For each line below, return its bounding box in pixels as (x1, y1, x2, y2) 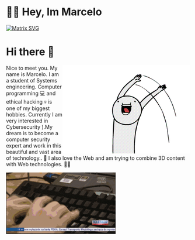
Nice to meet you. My (6, 64, 58, 71)
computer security (6, 136, 51, 143)
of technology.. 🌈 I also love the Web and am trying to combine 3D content (6, 155, 185, 162)
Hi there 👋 (6, 45, 54, 59)
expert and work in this (6, 142, 61, 149)
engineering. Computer (6, 83, 62, 90)
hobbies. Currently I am (6, 111, 62, 118)
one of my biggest (6, 105, 50, 112)
